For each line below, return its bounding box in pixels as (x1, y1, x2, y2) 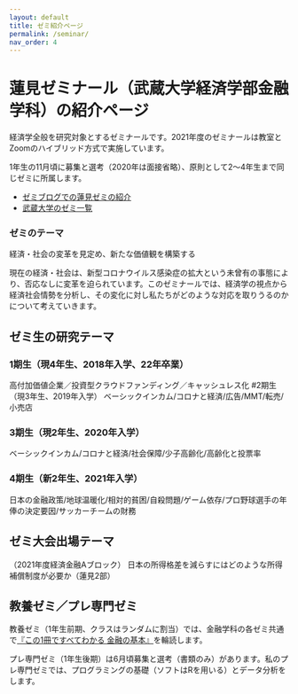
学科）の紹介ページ (9, 101, 149, 121)
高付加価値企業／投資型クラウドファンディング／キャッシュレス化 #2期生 (9, 380, 278, 391)
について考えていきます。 (9, 300, 102, 311)
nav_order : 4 (9, 37, 58, 47)
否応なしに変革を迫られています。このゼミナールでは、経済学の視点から (24, 278, 288, 289)
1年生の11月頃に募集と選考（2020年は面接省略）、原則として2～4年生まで (9, 161, 277, 173)
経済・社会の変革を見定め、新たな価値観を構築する (9, 249, 196, 260)
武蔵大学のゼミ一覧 (21, 203, 93, 214)
